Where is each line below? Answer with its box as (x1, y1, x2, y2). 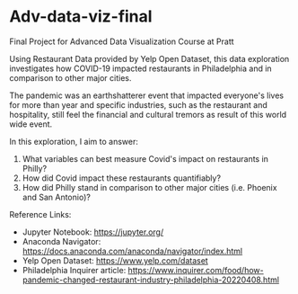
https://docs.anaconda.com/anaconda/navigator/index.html (22, 245, 243, 256)
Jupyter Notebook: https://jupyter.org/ (22, 227, 164, 237)
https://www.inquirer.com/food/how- (127, 264, 264, 275)
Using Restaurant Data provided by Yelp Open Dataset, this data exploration (9, 53, 290, 64)
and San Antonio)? (22, 192, 92, 202)
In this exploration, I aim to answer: (9, 136, 139, 147)
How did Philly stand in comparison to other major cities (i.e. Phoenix (22, 182, 277, 192)
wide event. (9, 119, 53, 129)
